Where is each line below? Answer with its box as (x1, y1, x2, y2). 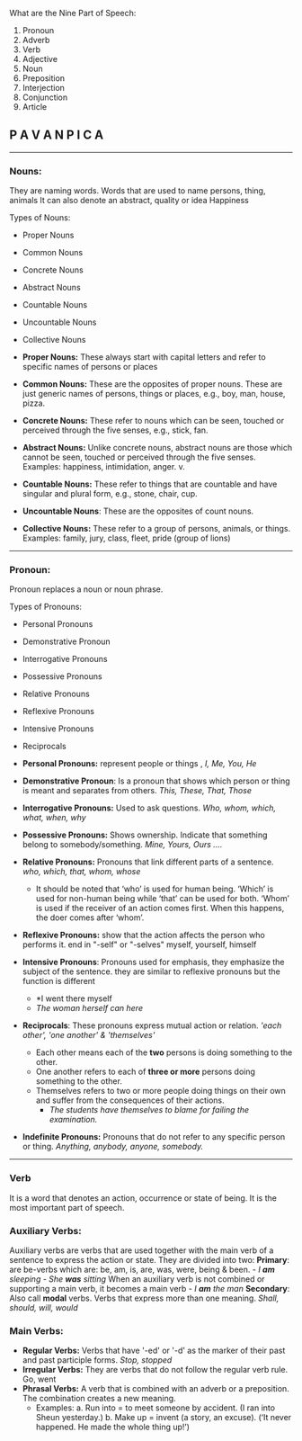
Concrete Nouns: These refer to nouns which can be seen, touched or (22, 416, 285, 426)
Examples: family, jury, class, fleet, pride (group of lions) (22, 533, 231, 543)
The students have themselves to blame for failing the (49, 1105, 250, 1115)
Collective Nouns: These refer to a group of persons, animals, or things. (22, 524, 290, 534)
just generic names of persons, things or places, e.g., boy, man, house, (22, 389, 286, 399)
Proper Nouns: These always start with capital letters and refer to (22, 352, 267, 362)
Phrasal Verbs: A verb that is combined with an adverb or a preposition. (22, 1383, 289, 1394)
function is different (22, 976, 96, 987)
